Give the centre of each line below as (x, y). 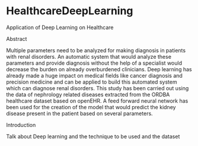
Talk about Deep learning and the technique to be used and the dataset (93, 136)
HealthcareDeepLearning (70, 11)
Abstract (17, 39)
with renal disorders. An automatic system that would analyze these (89, 56)
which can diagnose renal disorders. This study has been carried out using (98, 88)
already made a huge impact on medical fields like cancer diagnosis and (94, 75)
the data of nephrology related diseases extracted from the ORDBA (88, 94)
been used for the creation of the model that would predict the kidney (91, 107)
